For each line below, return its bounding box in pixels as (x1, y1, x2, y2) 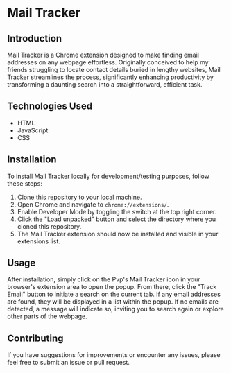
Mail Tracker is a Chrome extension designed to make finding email (7, 51, 200, 59)
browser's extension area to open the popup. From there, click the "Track (7, 283, 217, 291)
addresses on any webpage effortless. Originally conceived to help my (7, 58, 209, 67)
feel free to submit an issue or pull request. (7, 358, 130, 367)
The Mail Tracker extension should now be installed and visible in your (17, 229, 219, 238)
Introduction (7, 33, 62, 44)
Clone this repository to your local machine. (17, 193, 142, 201)
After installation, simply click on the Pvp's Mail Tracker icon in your (7, 275, 200, 284)
